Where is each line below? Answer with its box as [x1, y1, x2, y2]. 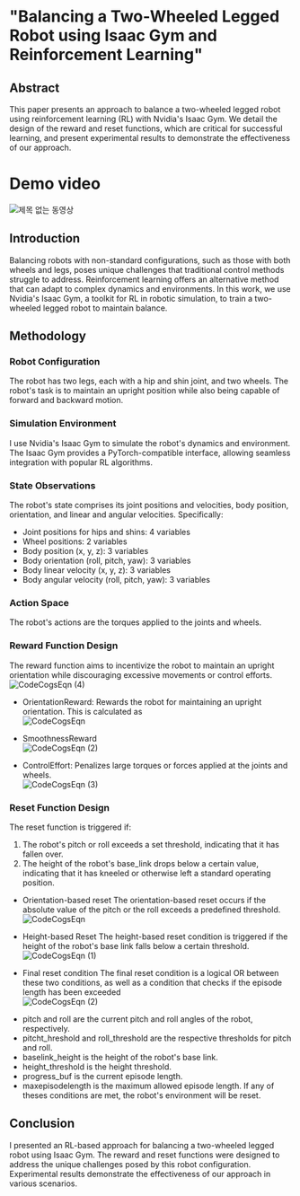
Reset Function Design [9, 801, 110, 813]
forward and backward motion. [9, 395, 124, 406]
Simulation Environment [9, 418, 117, 430]
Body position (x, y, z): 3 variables [22, 546, 149, 557]
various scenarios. [9, 1178, 78, 1189]
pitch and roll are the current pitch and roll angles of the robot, [22, 1013, 253, 1025]
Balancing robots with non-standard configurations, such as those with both [9, 254, 291, 266]
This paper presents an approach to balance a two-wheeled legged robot [9, 104, 281, 114]
